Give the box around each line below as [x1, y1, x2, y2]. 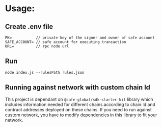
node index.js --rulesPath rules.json [5, 70, 84, 75]
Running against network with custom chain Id [5, 84, 151, 92]
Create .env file [5, 22, 53, 31]
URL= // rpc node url [5, 44, 69, 49]
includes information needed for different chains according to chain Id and [5, 101, 156, 107]
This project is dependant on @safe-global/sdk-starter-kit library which [5, 96, 153, 102]
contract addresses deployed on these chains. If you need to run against [5, 106, 152, 112]
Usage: [5, 3, 35, 14]
